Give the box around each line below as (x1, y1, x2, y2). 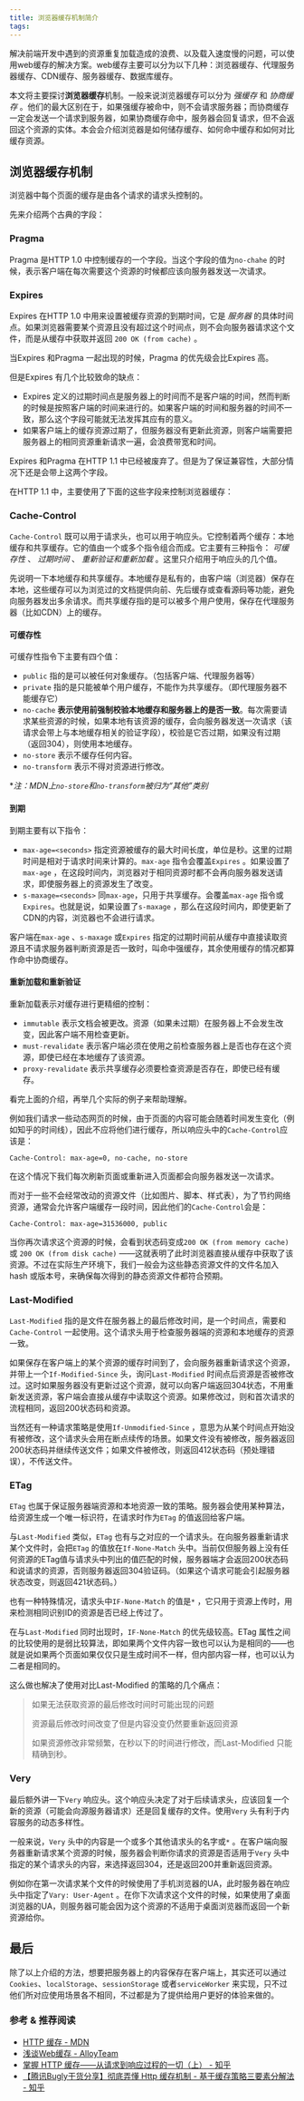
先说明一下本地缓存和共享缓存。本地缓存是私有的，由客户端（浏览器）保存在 (9, 573, 295, 584)
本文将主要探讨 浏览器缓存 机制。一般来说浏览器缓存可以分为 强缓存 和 (9, 90, 268, 101)
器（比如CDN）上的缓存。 (9, 607, 107, 618)
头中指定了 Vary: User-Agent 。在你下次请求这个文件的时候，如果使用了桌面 (9, 1889, 291, 1900)
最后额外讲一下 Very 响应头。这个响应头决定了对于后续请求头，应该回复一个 (9, 1794, 290, 1804)
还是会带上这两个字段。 (24, 466, 113, 477)
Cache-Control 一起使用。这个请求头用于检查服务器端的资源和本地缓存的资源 (9, 1327, 295, 1337)
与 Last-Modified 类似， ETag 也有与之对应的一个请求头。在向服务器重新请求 (9, 1532, 290, 1542)
